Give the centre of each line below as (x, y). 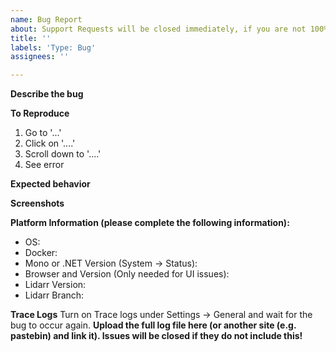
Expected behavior (50, 184)
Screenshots (37, 203)
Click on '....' (50, 143)
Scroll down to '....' (63, 154)
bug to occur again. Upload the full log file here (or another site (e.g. (153, 325)
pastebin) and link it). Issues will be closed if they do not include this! (156, 336)
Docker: (41, 253)
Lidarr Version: (55, 285)
